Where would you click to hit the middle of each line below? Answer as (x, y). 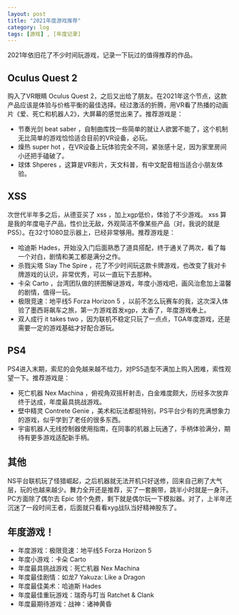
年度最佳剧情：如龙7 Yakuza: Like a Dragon (81, 577)
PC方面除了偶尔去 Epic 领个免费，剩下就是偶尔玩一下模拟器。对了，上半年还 (120, 498)
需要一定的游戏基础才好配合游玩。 (68, 327)
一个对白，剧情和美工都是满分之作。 (71, 256)
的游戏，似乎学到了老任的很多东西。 (71, 420)
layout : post (27, 14)
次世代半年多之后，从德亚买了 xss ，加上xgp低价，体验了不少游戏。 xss (113, 214)
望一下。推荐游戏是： (39, 377)
